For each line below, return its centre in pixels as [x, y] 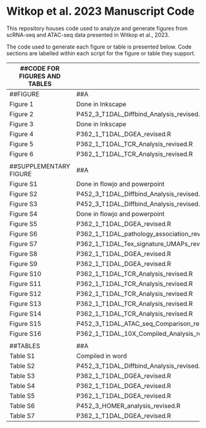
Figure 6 [21, 154]
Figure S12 [25, 294]
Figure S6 [24, 233]
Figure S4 [24, 214]
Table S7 [22, 416]
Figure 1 [21, 104]
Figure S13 [25, 303]
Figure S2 [24, 193]
